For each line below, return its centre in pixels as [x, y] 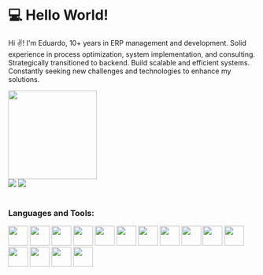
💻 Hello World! [58, 15]
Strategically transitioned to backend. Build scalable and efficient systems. [129, 62]
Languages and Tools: [51, 213]
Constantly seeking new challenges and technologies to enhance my [120, 71]
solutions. [24, 79]
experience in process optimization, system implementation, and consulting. [132, 54]
